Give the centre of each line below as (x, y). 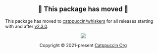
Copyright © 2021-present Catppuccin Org (83, 45)
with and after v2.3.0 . (27, 26)
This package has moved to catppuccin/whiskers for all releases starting (79, 21)
